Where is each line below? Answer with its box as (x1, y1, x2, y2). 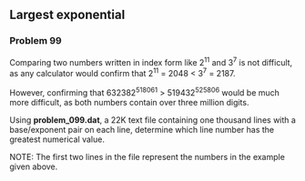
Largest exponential (9, 7, 126, 23)
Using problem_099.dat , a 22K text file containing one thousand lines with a (9, 114, 296, 126)
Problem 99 (9, 35, 62, 47)
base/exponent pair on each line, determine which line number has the (9, 124, 275, 135)
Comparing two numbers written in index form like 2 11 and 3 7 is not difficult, (9, 55, 293, 67)
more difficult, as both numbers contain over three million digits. (9, 96, 249, 107)
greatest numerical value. (9, 134, 105, 145)
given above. (9, 161, 58, 172)
